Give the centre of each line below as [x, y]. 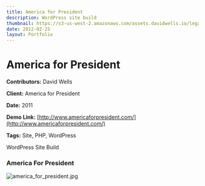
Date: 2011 [20, 106]
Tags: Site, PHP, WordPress [41, 135]
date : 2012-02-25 [28, 29]
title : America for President [45, 12]
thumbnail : [20, 23]
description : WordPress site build [52, 18]
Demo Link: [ [23, 117]
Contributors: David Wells [39, 82]
